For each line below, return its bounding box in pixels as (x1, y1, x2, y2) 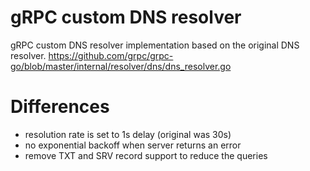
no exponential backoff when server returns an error (24, 139, 242, 151)
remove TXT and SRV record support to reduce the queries (24, 149, 268, 161)
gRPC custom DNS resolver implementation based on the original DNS (10, 39, 300, 51)
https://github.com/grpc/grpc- (48, 49, 174, 61)
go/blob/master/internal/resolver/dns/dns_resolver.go (10, 60, 232, 72)
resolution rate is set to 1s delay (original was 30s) (24, 128, 232, 140)
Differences (10, 96, 110, 118)
